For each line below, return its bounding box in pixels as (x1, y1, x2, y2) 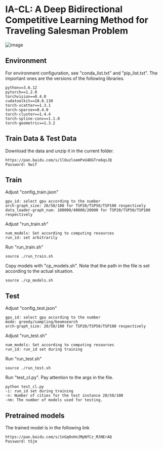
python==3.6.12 (5, 85, 37, 90)
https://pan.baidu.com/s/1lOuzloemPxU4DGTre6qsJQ (5, 157, 112, 162)
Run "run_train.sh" (5, 244, 44, 250)
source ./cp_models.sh (5, 278, 53, 283)
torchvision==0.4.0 (5, 94, 47, 99)
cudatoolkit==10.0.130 (5, 98, 53, 103)
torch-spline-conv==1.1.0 (5, 116, 60, 121)
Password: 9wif (5, 162, 37, 167)
